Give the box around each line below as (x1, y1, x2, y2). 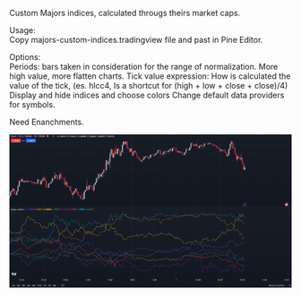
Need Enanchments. (9, 116, 85, 127)
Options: (9, 52, 41, 62)
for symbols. (9, 99, 56, 110)
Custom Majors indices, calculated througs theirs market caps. (9, 8, 241, 18)
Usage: (9, 25, 36, 35)
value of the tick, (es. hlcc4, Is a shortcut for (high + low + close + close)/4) (9, 81, 288, 90)
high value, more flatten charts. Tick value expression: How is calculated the (9, 71, 291, 81)
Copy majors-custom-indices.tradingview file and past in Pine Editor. (9, 35, 263, 45)
